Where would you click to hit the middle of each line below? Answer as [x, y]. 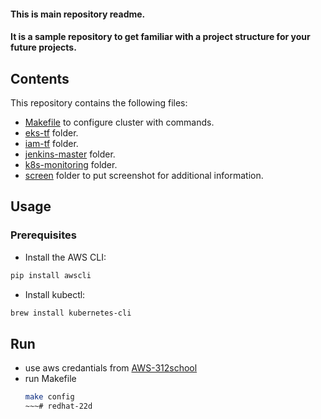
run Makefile [50, 379]
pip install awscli [51, 275]
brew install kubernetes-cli [71, 313]
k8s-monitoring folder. [71, 164]
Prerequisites [43, 235]
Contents [40, 78]
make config [49, 397]
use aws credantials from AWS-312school [111, 368]
